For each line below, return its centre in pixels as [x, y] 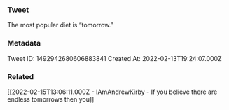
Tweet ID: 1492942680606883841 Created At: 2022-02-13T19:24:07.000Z [114, 58]
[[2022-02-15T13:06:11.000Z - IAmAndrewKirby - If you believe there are [112, 92]
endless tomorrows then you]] [51, 99]
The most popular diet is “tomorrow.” [60, 25]
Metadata [24, 43]
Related [21, 76]
